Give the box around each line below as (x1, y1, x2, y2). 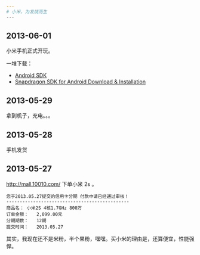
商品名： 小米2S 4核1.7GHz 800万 (6, 205, 82, 211)
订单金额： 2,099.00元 (6, 211, 63, 217)
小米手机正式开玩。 (6, 47, 54, 54)
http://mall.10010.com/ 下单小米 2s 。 (6, 180, 97, 188)
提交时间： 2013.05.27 (6, 224, 64, 230)
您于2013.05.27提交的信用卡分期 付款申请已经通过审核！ (6, 193, 130, 200)
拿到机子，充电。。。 (6, 112, 54, 119)
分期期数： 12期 (6, 217, 47, 223)
